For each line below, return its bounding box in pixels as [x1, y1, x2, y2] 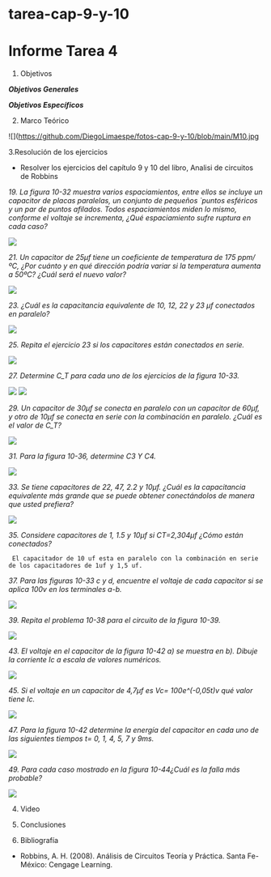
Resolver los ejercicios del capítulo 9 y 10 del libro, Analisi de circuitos [19, 163, 253, 172]
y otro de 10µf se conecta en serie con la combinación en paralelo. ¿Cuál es [8, 412, 263, 422]
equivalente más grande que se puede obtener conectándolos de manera [8, 491, 255, 500]
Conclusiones [19, 820, 66, 830]
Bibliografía [19, 836, 59, 845]
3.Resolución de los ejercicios [8, 147, 108, 157]
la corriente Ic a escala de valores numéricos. [8, 655, 162, 665]
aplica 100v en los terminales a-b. [8, 585, 123, 594]
